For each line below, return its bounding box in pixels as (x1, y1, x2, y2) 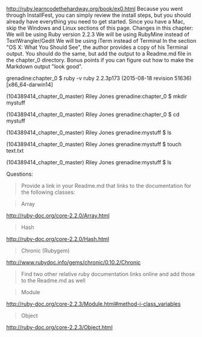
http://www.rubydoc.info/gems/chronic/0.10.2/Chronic (6, 259, 141, 266)
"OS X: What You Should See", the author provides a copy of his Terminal (6, 43, 188, 51)
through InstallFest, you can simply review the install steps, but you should (6, 11, 191, 19)
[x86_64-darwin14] (6, 81, 53, 88)
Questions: (6, 170, 33, 178)
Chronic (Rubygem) (21, 247, 70, 254)
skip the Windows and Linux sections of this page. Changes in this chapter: (6, 24, 194, 31)
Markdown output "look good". (6, 63, 83, 70)
